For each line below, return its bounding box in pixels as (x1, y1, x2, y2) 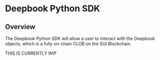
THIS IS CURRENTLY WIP (5, 50, 56, 56)
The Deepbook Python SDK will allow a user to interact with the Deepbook (5, 35, 156, 41)
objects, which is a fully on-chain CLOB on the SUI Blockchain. (5, 41, 132, 47)
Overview (5, 23, 36, 31)
